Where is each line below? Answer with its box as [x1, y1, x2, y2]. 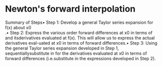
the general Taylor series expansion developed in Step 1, [5, 45, 119, 51]
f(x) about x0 [5, 24, 32, 30]
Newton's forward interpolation [5, 3, 136, 15]
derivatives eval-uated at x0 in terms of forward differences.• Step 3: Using [5, 40, 158, 46]
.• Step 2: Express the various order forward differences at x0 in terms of [5, 30, 153, 35]
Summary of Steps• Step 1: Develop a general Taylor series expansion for [5, 19, 153, 25]
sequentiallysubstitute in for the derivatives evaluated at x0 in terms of [5, 50, 147, 56]
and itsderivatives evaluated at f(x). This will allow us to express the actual [5, 35, 155, 41]
